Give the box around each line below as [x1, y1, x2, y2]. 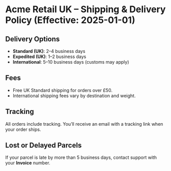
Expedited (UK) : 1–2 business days [12, 53, 87, 60]
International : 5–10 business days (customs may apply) [12, 59, 129, 65]
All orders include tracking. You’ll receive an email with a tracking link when [5, 121, 163, 127]
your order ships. [5, 126, 41, 132]
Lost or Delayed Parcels [5, 141, 82, 150]
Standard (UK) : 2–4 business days [12, 48, 85, 54]
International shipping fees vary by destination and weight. [12, 93, 136, 99]
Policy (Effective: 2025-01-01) [5, 14, 135, 26]
